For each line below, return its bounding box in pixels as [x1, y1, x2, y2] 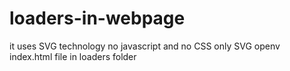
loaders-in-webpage [9, 7, 186, 30]
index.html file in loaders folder [9, 50, 137, 62]
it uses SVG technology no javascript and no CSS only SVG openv [9, 40, 281, 52]
